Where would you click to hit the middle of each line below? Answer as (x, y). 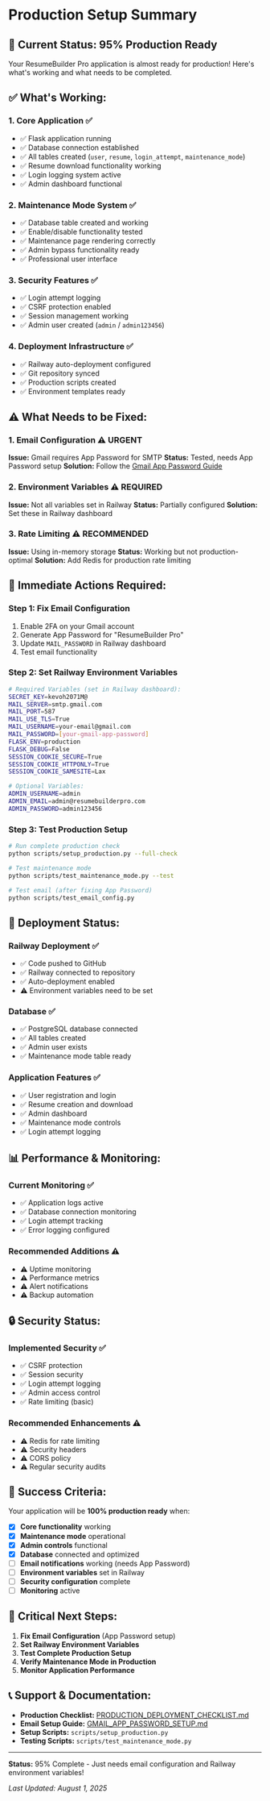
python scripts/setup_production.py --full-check (93, 854)
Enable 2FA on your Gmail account (77, 626)
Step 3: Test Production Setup (68, 830)
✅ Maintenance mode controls (70, 1122)
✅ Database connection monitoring (78, 1212)
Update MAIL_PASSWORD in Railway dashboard (93, 643)
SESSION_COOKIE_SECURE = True (55, 757)
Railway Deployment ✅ (54, 946)
